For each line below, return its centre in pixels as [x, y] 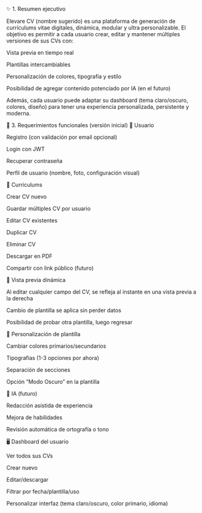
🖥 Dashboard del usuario [38, 441]
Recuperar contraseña [35, 161]
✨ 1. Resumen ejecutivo [36, 9]
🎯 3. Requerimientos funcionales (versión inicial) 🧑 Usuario [80, 125]
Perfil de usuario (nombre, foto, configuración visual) [73, 173]
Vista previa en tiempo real [40, 53]
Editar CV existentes [32, 220]
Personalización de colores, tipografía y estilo [64, 76]
